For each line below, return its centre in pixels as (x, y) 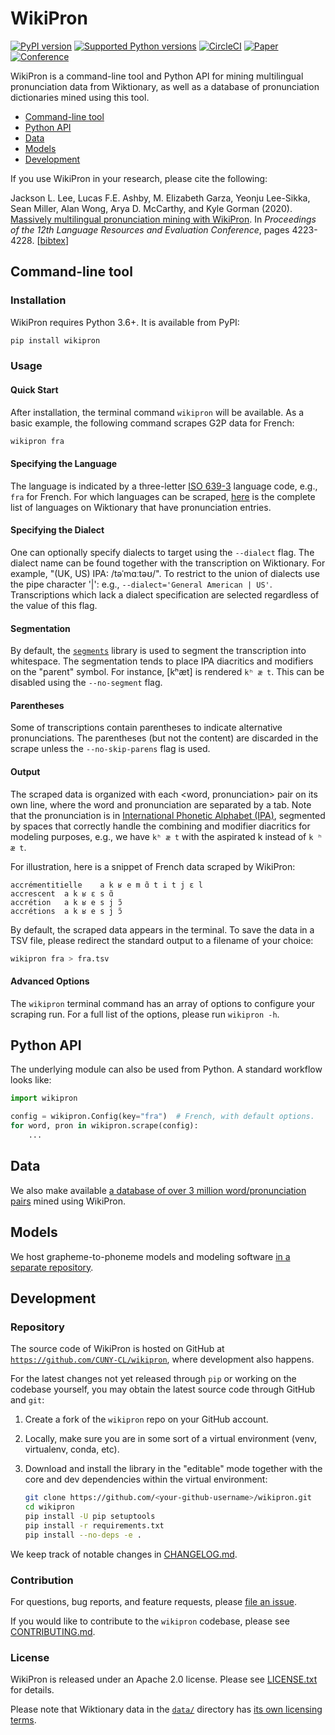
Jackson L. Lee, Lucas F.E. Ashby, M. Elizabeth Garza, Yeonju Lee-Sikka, (160, 198)
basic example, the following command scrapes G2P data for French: (152, 423)
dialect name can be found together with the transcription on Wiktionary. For (168, 563)
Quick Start (34, 390)
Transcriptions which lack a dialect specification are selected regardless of (165, 594)
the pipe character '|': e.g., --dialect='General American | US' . (141, 584)
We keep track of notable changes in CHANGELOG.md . (124, 1554)
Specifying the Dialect (57, 530)
